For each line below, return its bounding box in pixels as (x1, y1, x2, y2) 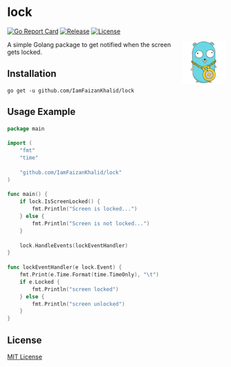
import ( (7, 140, 33, 147)
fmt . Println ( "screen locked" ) (32, 285, 119, 293)
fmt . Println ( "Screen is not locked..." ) (32, 220, 150, 227)
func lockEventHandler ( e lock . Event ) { (7, 264, 122, 271)
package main (7, 125, 45, 132)
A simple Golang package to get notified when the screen (7, 40, 172, 48)
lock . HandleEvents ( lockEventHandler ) (19, 242, 129, 249)
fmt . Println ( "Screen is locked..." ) (32, 206, 138, 213)
